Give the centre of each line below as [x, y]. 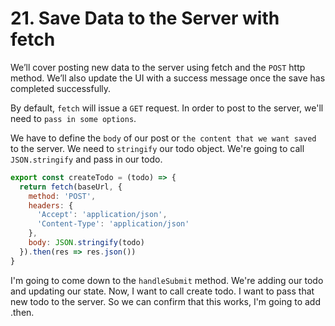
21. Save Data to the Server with [145, 18]
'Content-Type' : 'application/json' [113, 224]
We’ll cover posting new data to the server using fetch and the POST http [158, 67]
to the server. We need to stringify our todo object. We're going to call [157, 148]
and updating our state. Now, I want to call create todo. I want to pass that [162, 291]
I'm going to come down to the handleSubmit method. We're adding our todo [167, 280]
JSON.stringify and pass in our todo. [86, 159]
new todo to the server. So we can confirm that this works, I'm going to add [166, 301]
